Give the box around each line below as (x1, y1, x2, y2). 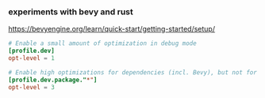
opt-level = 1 (8, 55, 56, 62)
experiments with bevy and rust (8, 6, 133, 17)
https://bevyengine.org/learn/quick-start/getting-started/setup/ (8, 24, 216, 34)
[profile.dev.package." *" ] (8, 76, 98, 84)
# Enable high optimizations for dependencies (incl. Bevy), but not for (8, 68, 258, 77)
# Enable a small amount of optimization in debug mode (8, 40, 197, 47)
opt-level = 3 (8, 83, 56, 91)
